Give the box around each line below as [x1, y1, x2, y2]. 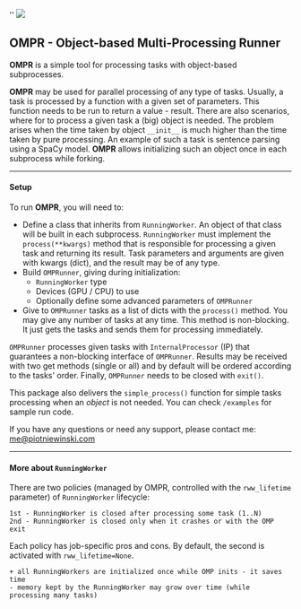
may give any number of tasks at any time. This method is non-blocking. [21, 315, 289, 326]
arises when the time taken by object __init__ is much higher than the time [9, 124, 288, 135]
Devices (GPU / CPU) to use [35, 286, 140, 297]
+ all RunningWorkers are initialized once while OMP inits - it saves [9, 568, 282, 577]
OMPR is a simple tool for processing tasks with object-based [9, 59, 237, 70]
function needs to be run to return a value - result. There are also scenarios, [9, 105, 290, 116]
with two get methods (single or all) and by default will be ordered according [9, 361, 292, 371]
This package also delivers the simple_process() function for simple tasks [9, 387, 282, 398]
